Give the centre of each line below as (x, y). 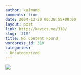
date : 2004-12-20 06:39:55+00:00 (41, 19)
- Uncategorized (22, 53)
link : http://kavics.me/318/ (36, 29)
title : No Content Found (32, 39)
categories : (18, 48)
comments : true (21, 15)
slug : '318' (18, 34)
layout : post (19, 24)
